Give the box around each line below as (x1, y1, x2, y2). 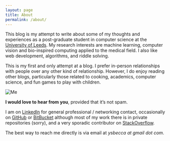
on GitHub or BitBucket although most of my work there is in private (5, 114, 148, 120)
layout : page (5, 7, 33, 13)
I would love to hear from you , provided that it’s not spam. (5, 99, 128, 105)
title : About (5, 12, 33, 17)
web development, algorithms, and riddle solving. (5, 53, 109, 59)
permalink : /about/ (5, 17, 47, 22)
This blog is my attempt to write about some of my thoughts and (5, 31, 140, 37)
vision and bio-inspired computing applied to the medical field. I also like (5, 47, 158, 54)
